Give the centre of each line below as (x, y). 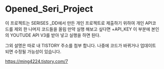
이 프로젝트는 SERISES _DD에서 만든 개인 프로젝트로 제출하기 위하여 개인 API (79, 23)
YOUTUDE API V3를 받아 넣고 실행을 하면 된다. (55, 35)
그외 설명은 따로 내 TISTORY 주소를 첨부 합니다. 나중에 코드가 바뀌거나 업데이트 (81, 45)
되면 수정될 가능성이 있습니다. (33, 52)
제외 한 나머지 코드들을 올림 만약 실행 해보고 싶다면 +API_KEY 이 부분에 (82, 29)
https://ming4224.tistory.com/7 (37, 61)
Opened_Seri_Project (49, 9)
